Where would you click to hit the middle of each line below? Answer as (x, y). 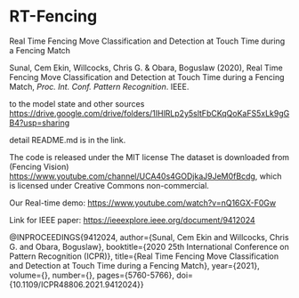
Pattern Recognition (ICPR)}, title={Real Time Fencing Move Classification (144, 256)
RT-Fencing (53, 16)
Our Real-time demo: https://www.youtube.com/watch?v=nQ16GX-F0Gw (143, 203)
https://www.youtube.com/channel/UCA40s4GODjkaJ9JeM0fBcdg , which (145, 176)
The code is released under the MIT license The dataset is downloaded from (149, 157)
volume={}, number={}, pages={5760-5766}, (92, 275)
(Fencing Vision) (39, 166)
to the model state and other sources (77, 103)
